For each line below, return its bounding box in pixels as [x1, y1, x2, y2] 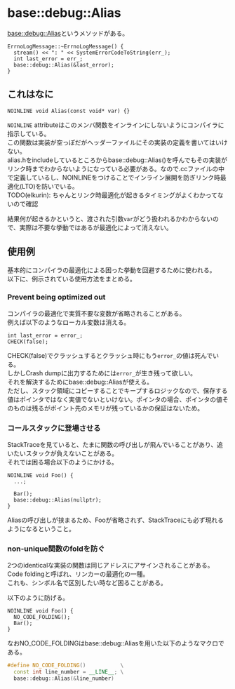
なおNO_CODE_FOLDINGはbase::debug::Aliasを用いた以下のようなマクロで [7, 639, 224, 648]
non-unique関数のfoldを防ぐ [7, 544, 105, 554]
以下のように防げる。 [7, 594, 69, 602]
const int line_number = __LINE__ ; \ [13, 669, 124, 676]
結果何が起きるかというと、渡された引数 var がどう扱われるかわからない [7, 214, 213, 222]
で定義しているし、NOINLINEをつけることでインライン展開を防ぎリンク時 [7, 173, 221, 182]
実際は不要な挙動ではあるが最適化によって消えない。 [19, 223, 173, 232]
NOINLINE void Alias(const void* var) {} [7, 107, 130, 114]
